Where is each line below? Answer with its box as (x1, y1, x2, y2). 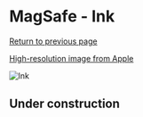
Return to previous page (9, 36, 98, 46)
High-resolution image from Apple (9, 53, 134, 63)
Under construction (9, 96, 120, 112)
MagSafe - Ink (9, 6, 115, 27)
